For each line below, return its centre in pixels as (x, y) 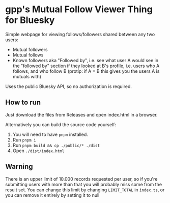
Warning (19, 167)
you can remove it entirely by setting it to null (52, 195)
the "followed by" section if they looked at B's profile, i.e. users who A (86, 66)
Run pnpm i (24, 140)
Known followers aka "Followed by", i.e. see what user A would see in (86, 60)
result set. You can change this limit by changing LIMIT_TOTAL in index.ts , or (85, 190)
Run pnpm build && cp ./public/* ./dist (56, 145)
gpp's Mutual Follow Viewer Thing (79, 9)
